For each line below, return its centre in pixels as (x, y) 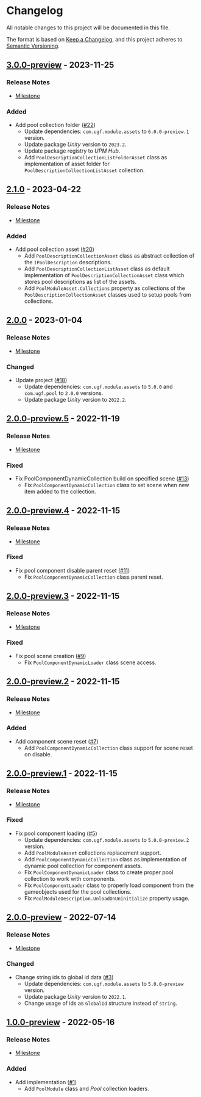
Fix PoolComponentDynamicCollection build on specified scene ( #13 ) (102, 478)
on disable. (38, 754)
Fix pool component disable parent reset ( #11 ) (72, 570)
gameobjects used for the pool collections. (78, 891)
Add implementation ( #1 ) (46, 1082)
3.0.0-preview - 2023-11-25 (60, 65)
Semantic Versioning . (33, 46)
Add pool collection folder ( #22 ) (55, 125)
